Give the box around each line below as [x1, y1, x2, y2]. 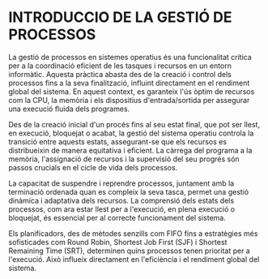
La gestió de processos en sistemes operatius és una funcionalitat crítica [8, 52, 253, 62]
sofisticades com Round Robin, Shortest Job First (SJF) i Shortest [8, 237, 228, 247]
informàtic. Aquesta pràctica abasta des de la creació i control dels [8, 69, 232, 79]
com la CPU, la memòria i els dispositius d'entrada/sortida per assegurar [8, 95, 250, 105]
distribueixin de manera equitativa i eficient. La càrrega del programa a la [8, 145, 253, 155]
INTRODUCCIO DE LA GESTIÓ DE [8, 8, 232, 27]
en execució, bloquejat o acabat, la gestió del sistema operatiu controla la [8, 128, 254, 138]
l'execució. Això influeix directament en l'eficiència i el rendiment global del [8, 254, 260, 264]
